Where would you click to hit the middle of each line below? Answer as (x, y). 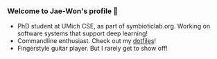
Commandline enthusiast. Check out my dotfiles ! (87, 41)
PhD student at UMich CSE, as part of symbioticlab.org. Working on (113, 26)
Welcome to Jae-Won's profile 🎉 (63, 11)
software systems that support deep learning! (82, 33)
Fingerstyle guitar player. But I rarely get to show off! (92, 49)
